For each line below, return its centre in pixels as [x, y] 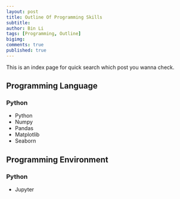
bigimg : [16, 39]
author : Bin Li [25, 28]
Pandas [24, 128]
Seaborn [25, 141]
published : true [26, 50]
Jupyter [24, 189]
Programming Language [52, 86]
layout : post [22, 12]
